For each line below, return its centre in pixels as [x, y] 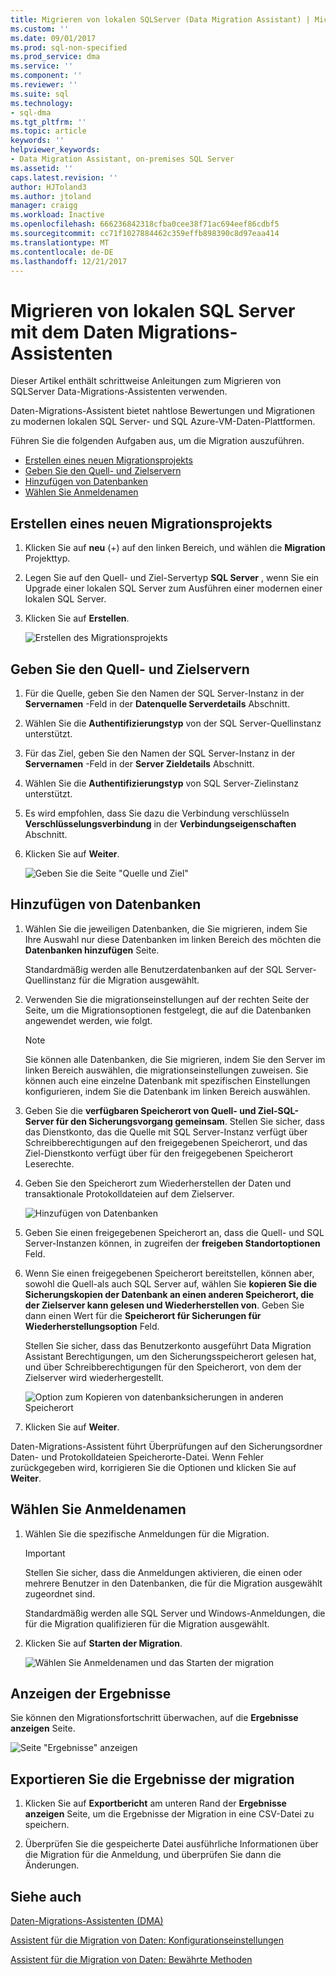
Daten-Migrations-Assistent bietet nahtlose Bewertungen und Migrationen [163, 411]
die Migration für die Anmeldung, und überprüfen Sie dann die [153, 1855]
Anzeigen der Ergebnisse [91, 1693]
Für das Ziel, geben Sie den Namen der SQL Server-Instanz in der [160, 753]
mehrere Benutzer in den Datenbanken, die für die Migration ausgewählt [173, 1583]
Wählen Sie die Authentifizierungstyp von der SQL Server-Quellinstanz [173, 723]
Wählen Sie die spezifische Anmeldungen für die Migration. [147, 1533]
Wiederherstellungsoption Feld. [92, 1326]
